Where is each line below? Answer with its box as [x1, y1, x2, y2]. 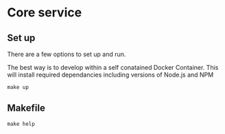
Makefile [7, 103, 46, 114]
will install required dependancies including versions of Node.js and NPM [7, 70, 214, 79]
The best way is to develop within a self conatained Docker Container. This [7, 64, 219, 71]
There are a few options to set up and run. [7, 50, 126, 58]
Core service [7, 5, 82, 21]
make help [7, 120, 36, 127]
